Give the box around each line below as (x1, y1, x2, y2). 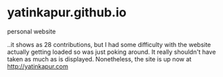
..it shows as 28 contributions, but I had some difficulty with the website (7, 40, 211, 48)
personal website (7, 27, 56, 35)
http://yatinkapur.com (7, 62, 69, 70)
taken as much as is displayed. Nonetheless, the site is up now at (7, 55, 192, 63)
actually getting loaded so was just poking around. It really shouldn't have (7, 48, 216, 56)
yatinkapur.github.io (7, 5, 127, 20)
